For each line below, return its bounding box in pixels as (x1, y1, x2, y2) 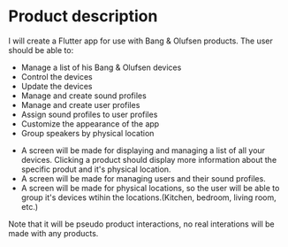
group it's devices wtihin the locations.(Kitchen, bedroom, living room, (20, 192, 277, 203)
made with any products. (8, 228, 99, 238)
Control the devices (20, 71, 94, 81)
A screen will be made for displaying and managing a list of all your (20, 144, 266, 156)
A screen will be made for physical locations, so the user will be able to (20, 182, 280, 193)
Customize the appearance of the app (20, 118, 160, 129)
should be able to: (8, 44, 74, 55)
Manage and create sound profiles (20, 90, 147, 101)
